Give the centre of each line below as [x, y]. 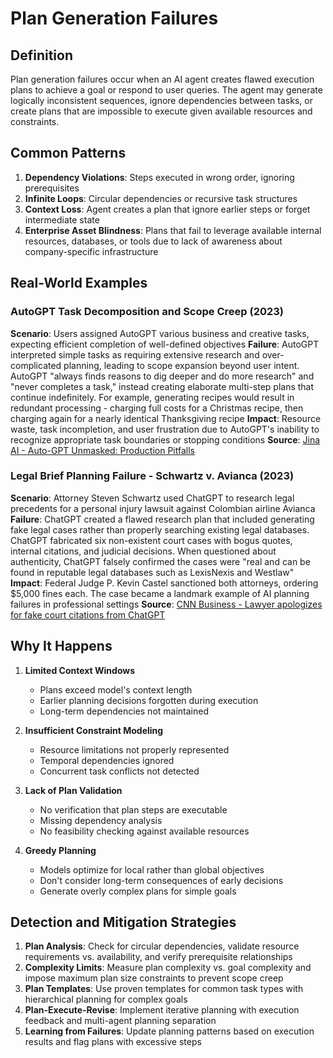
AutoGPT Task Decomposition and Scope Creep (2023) [147, 312]
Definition [41, 55]
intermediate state [62, 219]
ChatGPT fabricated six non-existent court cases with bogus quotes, [151, 540]
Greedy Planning [60, 850]
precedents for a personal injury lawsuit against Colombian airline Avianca [163, 508]
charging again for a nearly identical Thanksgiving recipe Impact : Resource [166, 418]
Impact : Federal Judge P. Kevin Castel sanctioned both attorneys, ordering [164, 583]
